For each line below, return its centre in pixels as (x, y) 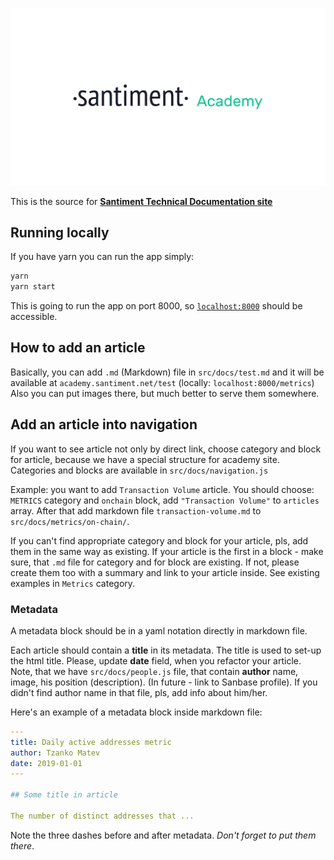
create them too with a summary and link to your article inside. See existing (165, 572)
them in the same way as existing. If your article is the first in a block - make (167, 551)
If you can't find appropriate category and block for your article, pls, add (159, 540)
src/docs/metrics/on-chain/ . (70, 521)
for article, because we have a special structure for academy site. (145, 459)
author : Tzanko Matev (55, 753)
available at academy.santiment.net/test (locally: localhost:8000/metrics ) (162, 382)
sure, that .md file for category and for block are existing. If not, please (155, 562)
